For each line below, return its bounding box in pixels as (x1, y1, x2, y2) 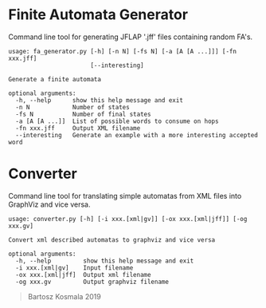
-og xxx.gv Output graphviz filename (15, 278, 170, 286)
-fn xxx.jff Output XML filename (15, 124, 141, 132)
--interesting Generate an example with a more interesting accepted (15, 131, 259, 139)
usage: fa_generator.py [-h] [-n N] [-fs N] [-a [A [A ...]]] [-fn (8, 47, 237, 55)
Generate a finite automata (8, 75, 102, 83)
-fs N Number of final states (15, 110, 151, 118)
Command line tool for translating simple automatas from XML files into (8, 191, 242, 200)
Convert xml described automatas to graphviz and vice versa (8, 235, 216, 244)
